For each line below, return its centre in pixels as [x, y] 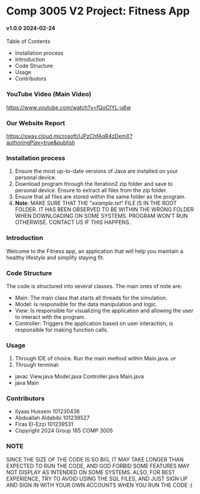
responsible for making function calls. [62, 330]
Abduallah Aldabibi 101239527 [52, 418]
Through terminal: [37, 365]
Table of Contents [29, 42]
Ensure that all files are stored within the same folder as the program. [100, 197]
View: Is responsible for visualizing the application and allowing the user [104, 310]
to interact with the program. [50, 316]
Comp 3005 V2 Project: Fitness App [98, 11]
